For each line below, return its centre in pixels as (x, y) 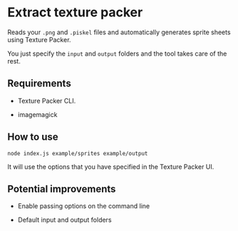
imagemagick (37, 114)
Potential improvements (62, 189)
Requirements (39, 84)
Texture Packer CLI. (47, 101)
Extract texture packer (75, 12)
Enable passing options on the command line (84, 206)
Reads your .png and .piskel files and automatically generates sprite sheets (119, 32)
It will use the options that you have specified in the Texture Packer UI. (111, 166)
